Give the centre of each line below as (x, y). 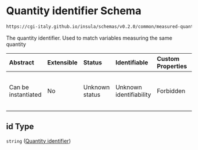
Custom (168, 58)
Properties (172, 66)
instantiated (25, 94)
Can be (19, 87)
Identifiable (132, 62)
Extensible (62, 62)
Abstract (22, 62)
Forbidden (171, 91)
